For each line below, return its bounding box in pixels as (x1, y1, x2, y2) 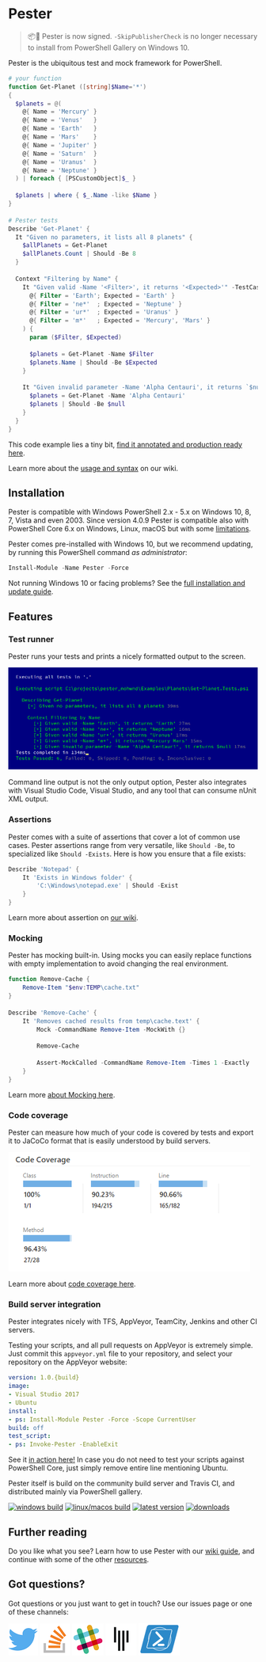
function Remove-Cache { (8, 976, 90, 983)
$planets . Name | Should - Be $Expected (28, 358, 158, 367)
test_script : (8, 1432, 51, 1440)
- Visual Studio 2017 (8, 1390, 80, 1398)
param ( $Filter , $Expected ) (28, 333, 123, 341)
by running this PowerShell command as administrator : (8, 548, 188, 557)
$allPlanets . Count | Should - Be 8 (22, 250, 136, 258)
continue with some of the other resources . (8, 1554, 150, 1564)
